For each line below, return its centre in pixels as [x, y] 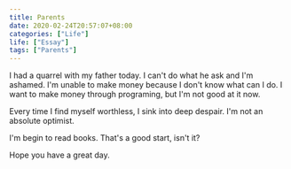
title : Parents [37, 17]
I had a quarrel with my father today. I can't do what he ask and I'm [131, 75]
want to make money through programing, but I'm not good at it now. [135, 95]
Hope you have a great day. [59, 155]
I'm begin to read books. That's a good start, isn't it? [105, 138]
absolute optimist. [42, 121]
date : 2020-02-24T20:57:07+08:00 [71, 26]
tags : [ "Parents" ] [43, 50]
